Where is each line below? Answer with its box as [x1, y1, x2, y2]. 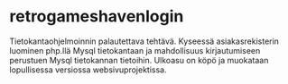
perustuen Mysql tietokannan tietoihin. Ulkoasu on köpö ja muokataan [9, 55, 269, 65]
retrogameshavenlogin [9, 6, 184, 27]
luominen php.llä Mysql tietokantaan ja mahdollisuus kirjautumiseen [9, 45, 261, 55]
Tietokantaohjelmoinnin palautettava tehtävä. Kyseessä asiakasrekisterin [9, 36, 280, 46]
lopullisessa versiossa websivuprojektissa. [9, 64, 167, 75]
